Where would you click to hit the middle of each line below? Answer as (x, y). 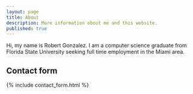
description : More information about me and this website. (82, 23)
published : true (27, 28)
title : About (23, 17)
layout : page (23, 12)
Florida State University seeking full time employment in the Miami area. (96, 52)
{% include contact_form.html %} (48, 85)
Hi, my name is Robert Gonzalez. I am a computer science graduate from (96, 46)
